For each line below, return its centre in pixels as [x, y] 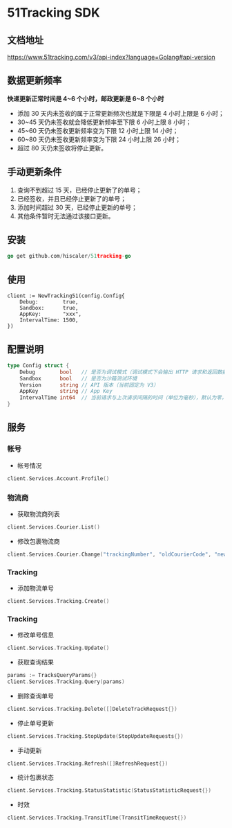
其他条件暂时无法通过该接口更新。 [66, 215]
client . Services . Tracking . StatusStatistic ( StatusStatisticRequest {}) [109, 791]
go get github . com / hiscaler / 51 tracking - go [69, 256]
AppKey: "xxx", [50, 314]
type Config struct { [38, 365]
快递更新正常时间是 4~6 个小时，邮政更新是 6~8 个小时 [86, 98]
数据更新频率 [35, 81]
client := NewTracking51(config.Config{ [66, 296]
